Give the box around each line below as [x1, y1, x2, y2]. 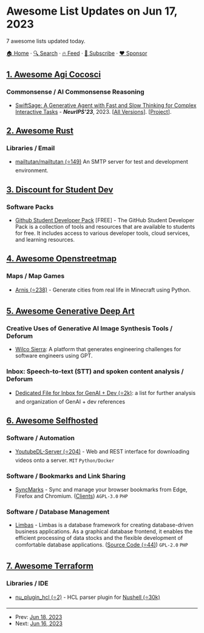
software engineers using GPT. [15, 352, 93, 360]
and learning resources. [15, 236, 75, 243]
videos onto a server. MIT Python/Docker [15, 456, 115, 464]
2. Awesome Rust [6, 126, 74, 136]
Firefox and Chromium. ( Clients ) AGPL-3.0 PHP [15, 492, 128, 500]
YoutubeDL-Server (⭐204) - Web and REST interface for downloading [15, 448, 189, 455]
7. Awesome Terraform [6, 561, 94, 572]
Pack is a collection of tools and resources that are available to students [15, 223, 195, 230]
